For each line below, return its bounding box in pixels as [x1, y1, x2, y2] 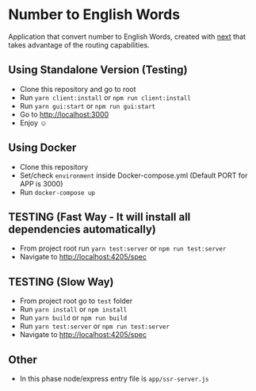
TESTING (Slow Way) [8, 275, 114, 289]
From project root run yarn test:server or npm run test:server [19, 243, 227, 253]
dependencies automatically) [8, 222, 156, 236]
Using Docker [8, 141, 77, 155]
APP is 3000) [19, 178, 63, 188]
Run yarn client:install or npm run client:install [19, 93, 192, 102]
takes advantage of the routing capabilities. [8, 40, 150, 49]
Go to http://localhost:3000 [19, 109, 109, 119]
